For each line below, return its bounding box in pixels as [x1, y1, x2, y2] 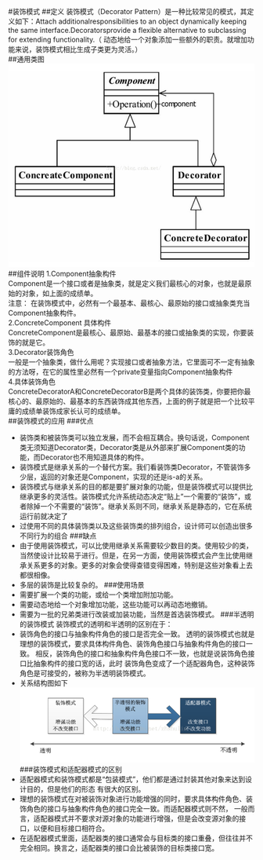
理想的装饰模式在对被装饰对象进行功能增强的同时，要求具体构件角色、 [19, 794, 247, 803]
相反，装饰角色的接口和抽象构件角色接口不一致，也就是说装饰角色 [34, 649, 248, 658]
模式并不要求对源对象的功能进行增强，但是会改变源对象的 [53, 814, 240, 823]
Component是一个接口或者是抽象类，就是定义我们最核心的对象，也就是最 [8, 278, 245, 288]
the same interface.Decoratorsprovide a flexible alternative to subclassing [8, 26, 247, 35]
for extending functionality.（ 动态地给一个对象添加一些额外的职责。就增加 [8, 35, 248, 44]
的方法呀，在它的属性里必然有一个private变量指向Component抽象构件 [8, 367, 233, 376]
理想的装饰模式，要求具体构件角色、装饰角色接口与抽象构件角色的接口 [19, 639, 247, 648]
